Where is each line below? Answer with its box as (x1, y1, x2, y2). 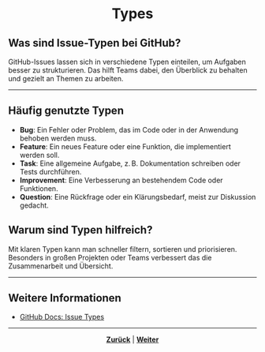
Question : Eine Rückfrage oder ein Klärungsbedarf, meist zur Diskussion (19, 192, 256, 201)
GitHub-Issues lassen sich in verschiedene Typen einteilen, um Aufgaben (8, 57, 246, 66)
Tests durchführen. (19, 167, 82, 176)
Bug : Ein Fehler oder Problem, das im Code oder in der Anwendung (19, 125, 239, 134)
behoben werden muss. (19, 133, 97, 143)
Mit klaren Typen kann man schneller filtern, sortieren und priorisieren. (8, 244, 237, 253)
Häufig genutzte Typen (8, 104, 125, 118)
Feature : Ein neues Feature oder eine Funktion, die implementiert (19, 141, 231, 151)
